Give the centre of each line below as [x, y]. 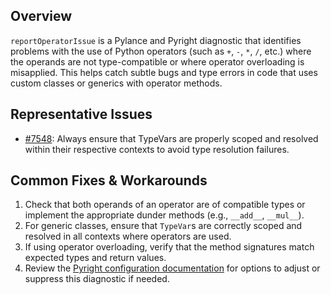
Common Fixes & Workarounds [109, 180]
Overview [41, 16]
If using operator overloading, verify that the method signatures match [169, 247]
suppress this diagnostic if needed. [97, 279]
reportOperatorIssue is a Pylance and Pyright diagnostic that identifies [156, 40]
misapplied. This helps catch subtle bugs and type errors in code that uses [164, 72]
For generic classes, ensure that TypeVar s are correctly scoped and [163, 226]
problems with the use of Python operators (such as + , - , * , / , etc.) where [161, 51]
